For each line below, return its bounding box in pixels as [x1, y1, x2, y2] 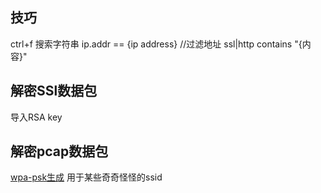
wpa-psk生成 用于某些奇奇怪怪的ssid [10, 171, 163, 183]
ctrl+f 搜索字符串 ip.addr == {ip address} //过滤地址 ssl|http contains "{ [10, 38, 303, 50]
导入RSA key [10, 111, 63, 123]
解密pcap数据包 [10, 143, 109, 160]
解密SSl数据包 [10, 83, 98, 100]
